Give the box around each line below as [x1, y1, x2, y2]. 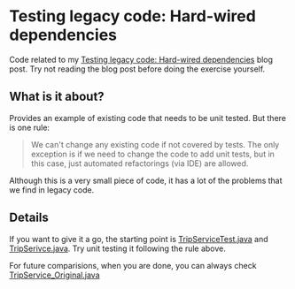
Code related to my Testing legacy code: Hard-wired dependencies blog [9, 54, 273, 65]
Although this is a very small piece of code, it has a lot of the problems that [9, 175, 283, 186]
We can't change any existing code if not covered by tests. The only [30, 139, 280, 149]
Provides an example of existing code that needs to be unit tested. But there [9, 112, 286, 123]
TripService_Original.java [9, 270, 100, 280]
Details [9, 210, 49, 225]
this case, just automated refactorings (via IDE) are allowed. [30, 157, 249, 169]
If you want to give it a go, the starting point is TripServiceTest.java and [9, 233, 268, 244]
